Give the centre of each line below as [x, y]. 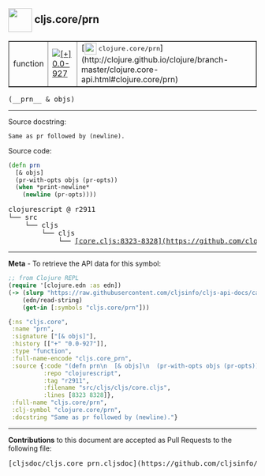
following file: [30, 448]
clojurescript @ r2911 [52, 210]
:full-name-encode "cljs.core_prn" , [72, 358]
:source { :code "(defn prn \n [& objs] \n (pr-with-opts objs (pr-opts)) [135, 366]
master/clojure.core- [120, 70]
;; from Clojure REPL [44, 278]
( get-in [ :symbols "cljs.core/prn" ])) [86, 308]
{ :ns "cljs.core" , [38, 322]
